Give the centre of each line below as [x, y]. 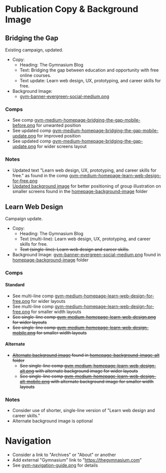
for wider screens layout [62, 146]
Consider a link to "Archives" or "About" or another [64, 455]
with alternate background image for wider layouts [87, 371]
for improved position [59, 136]
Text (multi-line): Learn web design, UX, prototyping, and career [85, 239]
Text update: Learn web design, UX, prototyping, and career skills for [90, 81]
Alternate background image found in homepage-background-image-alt [86, 355]
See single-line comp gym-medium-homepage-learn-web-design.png [84, 317]
